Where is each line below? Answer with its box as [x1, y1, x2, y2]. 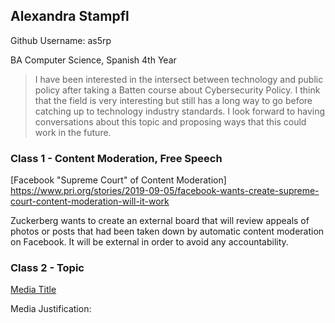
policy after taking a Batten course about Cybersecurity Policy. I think [34, 84, 321, 96]
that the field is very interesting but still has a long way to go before [34, 94, 313, 106]
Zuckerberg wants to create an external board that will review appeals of [10, 215, 310, 227]
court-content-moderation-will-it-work [10, 195, 170, 208]
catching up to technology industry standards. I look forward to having [34, 105, 326, 117]
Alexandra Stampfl [10, 8, 130, 25]
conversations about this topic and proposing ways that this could [34, 115, 307, 128]
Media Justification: [10, 303, 92, 315]
